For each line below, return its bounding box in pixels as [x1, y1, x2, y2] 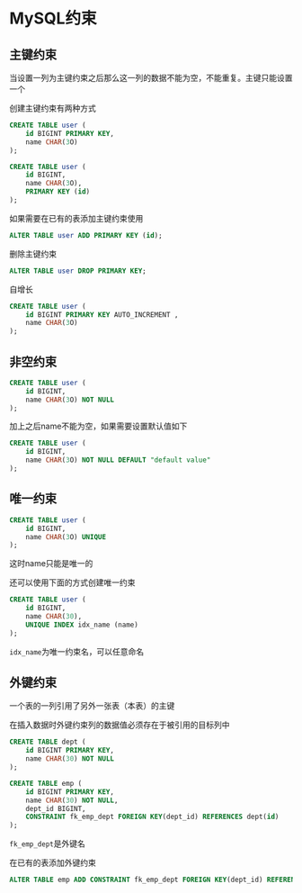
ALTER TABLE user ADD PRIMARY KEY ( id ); [9, 230, 164, 239]
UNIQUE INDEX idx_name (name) [25, 620, 139, 629]
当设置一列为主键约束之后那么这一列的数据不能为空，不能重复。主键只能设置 [9, 73, 293, 83]
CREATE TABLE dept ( [9, 737, 87, 747]
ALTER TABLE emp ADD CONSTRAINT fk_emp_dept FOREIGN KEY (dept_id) [9, 875, 263, 885]
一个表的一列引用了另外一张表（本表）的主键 [9, 700, 175, 711]
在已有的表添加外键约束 [9, 857, 96, 869]
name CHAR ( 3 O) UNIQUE [25, 532, 106, 541]
